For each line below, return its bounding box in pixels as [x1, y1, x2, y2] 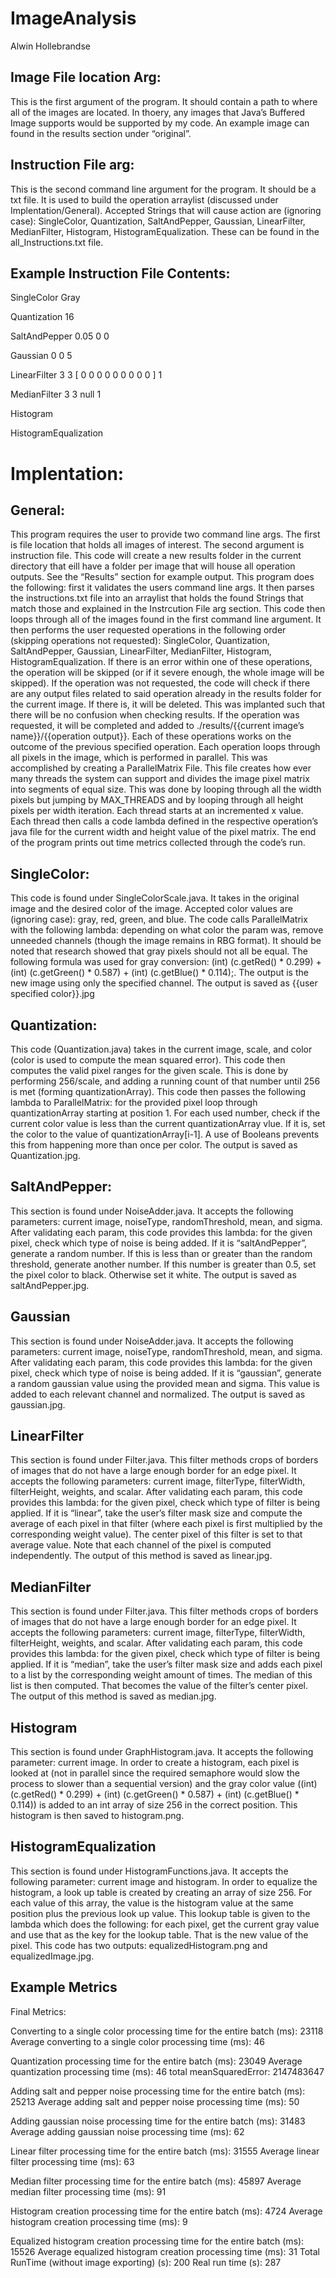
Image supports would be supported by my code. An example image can [10, 117, 310, 129]
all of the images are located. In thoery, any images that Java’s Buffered [10, 106, 305, 118]
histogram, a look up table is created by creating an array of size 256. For [10, 1886, 313, 1898]
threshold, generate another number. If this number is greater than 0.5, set [10, 1258, 317, 1270]
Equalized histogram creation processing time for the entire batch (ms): [10, 2235, 305, 2247]
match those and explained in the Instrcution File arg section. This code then [10, 603, 326, 615]
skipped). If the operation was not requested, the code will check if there [10, 677, 311, 689]
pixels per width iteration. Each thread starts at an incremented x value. [10, 805, 304, 817]
